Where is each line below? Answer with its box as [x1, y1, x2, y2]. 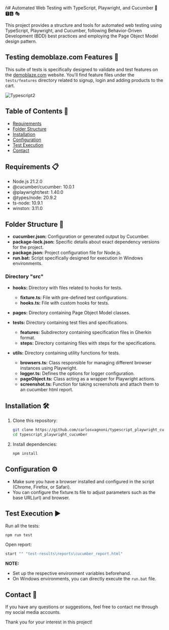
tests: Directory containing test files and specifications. [12, 319, 129, 325]
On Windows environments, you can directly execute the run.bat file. [12, 576, 156, 582]
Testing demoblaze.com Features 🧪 [5, 53, 119, 62]
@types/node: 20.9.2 [12, 195, 57, 201]
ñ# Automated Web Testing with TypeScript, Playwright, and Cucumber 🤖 [5, 5, 158, 11]
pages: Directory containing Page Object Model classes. [12, 309, 130, 316]
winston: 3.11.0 [12, 205, 43, 212]
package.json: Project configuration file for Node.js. [12, 249, 122, 256]
